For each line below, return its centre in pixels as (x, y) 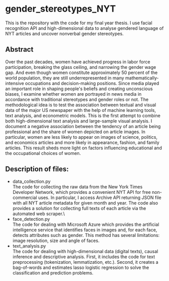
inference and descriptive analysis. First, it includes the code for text (84, 257)
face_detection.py (31, 219)
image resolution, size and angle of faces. (56, 240)
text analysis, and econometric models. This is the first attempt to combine (83, 115)
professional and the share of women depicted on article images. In (75, 132)
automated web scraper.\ (39, 214)
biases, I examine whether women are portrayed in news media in (73, 94)
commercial (25, 197)
